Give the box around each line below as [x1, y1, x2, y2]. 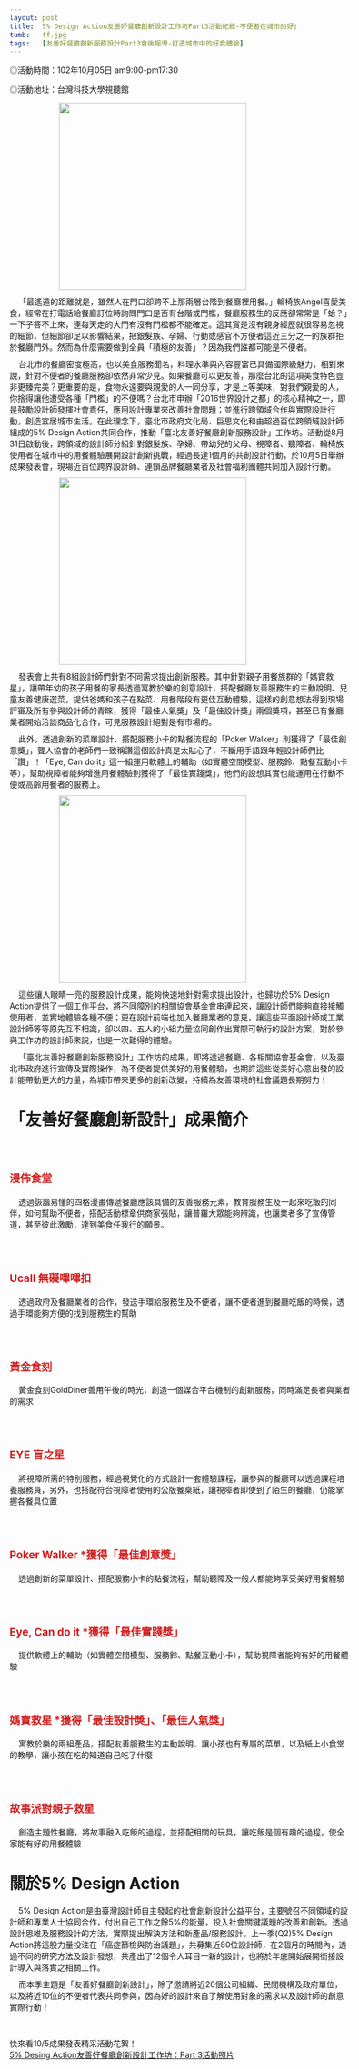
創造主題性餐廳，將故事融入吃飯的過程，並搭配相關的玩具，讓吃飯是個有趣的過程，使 [17, 1826, 337, 1837]
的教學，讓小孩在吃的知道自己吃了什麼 [9, 1750, 153, 1761]
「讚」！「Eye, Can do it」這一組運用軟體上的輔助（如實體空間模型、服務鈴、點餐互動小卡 [9, 756, 348, 768]
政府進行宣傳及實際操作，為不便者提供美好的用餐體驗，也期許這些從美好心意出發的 [25, 1063, 336, 1074]
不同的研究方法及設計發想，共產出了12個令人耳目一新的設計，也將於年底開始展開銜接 [16, 1950, 336, 1961]
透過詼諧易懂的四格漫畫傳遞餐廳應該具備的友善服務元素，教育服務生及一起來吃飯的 [17, 1197, 329, 1208]
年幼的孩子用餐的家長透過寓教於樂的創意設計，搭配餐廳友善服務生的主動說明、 [45, 682, 340, 693]
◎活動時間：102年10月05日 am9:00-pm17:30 [9, 65, 179, 75]
